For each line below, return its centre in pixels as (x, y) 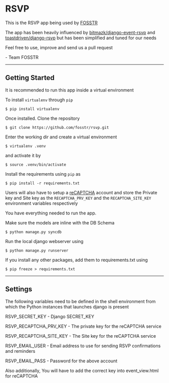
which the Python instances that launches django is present (67, 307)
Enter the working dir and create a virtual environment (61, 137)
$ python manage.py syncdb (33, 232)
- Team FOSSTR (22, 57)
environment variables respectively (41, 203)
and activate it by (23, 155)
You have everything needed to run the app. (51, 213)
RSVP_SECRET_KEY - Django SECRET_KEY (50, 316)
